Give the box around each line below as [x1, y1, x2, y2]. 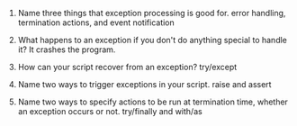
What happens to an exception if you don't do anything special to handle [17, 35, 288, 45]
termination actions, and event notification [17, 17, 175, 28]
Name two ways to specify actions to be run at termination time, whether [17, 96, 288, 107]
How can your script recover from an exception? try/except [17, 62, 238, 72]
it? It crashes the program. [17, 44, 116, 55]
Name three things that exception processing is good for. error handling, [17, 8, 286, 18]
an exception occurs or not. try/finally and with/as [17, 106, 202, 116]
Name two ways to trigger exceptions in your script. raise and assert [17, 79, 272, 89]
